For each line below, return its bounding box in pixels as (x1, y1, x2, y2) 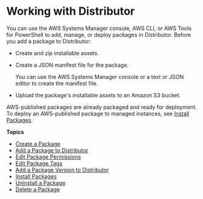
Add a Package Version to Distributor (15, 166, 109, 173)
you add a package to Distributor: (6, 37, 91, 45)
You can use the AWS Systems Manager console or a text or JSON (15, 73, 184, 80)
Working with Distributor (6, 4, 135, 18)
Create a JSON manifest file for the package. (15, 61, 129, 69)
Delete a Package (15, 186, 60, 193)
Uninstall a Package (15, 179, 66, 186)
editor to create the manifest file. (15, 80, 98, 87)
